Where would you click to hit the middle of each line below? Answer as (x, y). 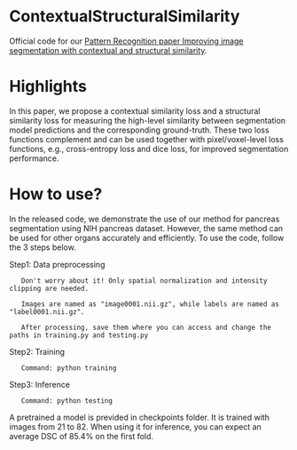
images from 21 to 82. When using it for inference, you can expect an (135, 426)
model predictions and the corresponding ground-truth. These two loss (139, 130)
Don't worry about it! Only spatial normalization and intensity (144, 281)
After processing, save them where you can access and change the (146, 327)
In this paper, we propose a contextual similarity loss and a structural (135, 111)
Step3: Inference (40, 384)
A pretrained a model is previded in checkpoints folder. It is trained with (140, 417)
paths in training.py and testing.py (79, 335)
